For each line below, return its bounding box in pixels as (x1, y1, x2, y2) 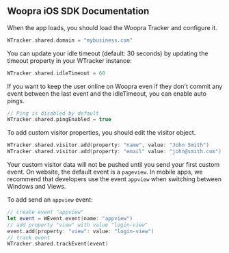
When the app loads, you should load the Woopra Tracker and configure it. (7, 23, 217, 31)
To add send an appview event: (7, 196, 94, 204)
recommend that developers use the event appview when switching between (7, 175, 222, 183)
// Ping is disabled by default (7, 109, 99, 117)
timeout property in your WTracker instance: (7, 56, 132, 64)
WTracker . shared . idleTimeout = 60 (7, 70, 106, 77)
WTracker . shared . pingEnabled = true (7, 116, 111, 123)
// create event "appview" (7, 209, 84, 216)
